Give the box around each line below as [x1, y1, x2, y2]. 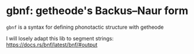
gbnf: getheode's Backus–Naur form [6, 4, 189, 18]
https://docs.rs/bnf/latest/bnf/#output [6, 41, 98, 48]
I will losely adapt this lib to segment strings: [6, 35, 114, 42]
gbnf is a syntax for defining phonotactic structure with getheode [6, 23, 164, 31]
